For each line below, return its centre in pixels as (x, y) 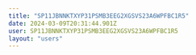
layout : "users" (35, 38)
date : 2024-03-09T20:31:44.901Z (63, 23)
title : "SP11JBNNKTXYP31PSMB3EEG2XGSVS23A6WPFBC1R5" (99, 16)
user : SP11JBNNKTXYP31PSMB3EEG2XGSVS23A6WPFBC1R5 (94, 31)
